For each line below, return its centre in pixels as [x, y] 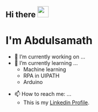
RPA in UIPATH [41, 76]
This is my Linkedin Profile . [56, 102]
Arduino [33, 82]
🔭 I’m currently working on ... [50, 57]
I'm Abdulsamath [49, 40]
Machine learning [45, 70]
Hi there [21, 15]
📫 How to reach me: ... [43, 94]
